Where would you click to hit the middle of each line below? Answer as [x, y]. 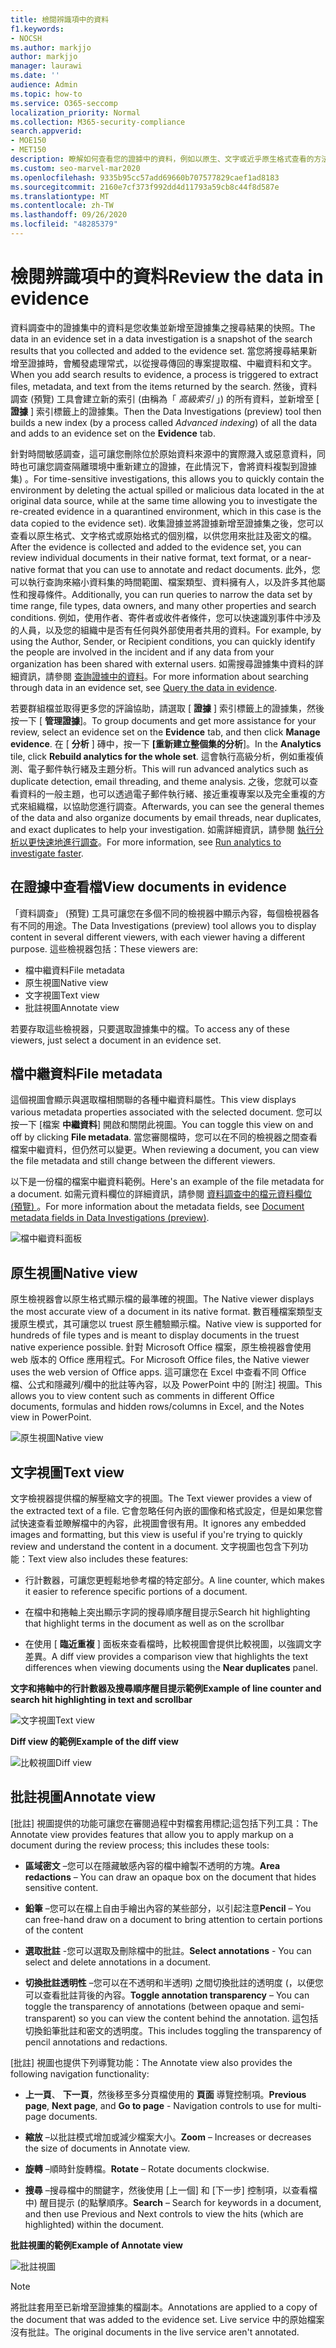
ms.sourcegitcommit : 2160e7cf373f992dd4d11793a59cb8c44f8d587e [145, 187]
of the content [54, 1930]
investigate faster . [47, 853]
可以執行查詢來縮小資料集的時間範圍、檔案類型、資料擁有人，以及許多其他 [163, 582]
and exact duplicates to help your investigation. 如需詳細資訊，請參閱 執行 [162, 829]
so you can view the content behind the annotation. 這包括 [198, 2018]
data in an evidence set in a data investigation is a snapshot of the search [161, 338]
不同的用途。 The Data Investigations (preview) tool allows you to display [167, 925]
